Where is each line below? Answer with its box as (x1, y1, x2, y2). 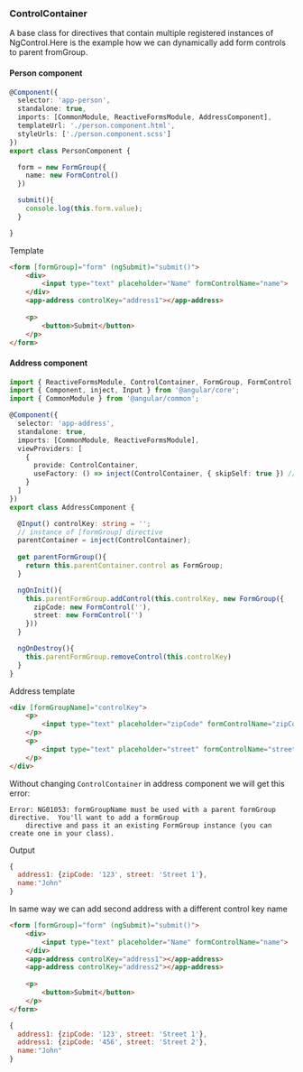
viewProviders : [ (17, 444, 83, 453)
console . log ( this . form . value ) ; (25, 204, 143, 213)
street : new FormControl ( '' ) (32, 611, 143, 620)
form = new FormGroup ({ (17, 162, 106, 171)
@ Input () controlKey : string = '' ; (17, 519, 151, 528)
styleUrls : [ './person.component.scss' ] (17, 129, 171, 138)
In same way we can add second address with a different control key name (9, 903, 289, 914)
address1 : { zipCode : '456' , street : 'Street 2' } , (17, 1038, 207, 1047)
